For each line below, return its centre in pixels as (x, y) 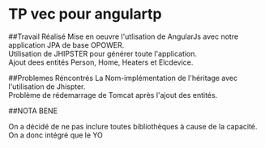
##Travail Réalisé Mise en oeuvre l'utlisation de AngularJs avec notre (124, 36)
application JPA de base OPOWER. (66, 44)
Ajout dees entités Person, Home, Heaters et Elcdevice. (101, 62)
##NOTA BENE (33, 111)
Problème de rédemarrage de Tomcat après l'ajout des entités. (113, 95)
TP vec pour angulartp (85, 14)
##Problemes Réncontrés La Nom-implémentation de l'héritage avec (123, 78)
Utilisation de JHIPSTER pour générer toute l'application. (103, 53)
